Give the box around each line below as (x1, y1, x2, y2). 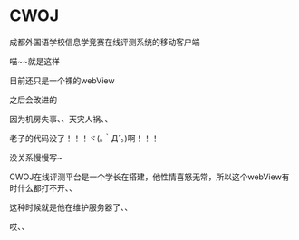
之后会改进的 (9, 94, 57, 105)
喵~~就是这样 (9, 55, 61, 66)
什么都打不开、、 (16, 182, 77, 193)
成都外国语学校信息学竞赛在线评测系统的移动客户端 (9, 36, 200, 47)
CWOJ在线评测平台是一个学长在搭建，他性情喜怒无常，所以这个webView (9, 171, 283, 182)
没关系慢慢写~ (9, 151, 63, 163)
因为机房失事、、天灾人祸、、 (9, 113, 113, 124)
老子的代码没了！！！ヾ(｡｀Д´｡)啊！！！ (9, 132, 160, 143)
